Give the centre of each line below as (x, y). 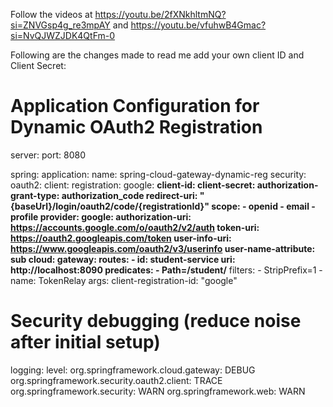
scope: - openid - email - (263, 206)
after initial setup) (85, 342)
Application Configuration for (135, 106)
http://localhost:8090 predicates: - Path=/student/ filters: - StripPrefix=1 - (166, 270)
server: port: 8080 (48, 155)
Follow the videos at (51, 14)
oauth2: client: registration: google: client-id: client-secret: (133, 185)
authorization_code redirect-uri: (129, 195)
